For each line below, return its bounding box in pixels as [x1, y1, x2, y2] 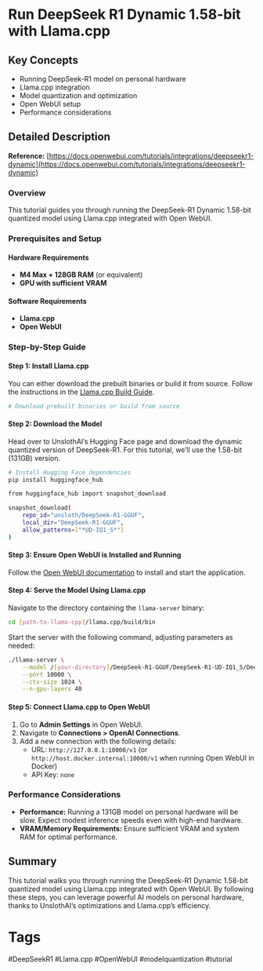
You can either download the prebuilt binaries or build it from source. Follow [8, 378, 253, 388]
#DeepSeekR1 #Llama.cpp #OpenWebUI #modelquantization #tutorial [8, 954, 232, 963]
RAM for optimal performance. [19, 832, 118, 841]
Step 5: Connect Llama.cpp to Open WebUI [8, 702, 150, 711]
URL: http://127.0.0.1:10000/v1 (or [31, 744, 148, 754]
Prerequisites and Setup [8, 233, 102, 244]
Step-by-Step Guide [8, 341, 86, 352]
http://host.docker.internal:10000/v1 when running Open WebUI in [31, 753, 254, 762]
